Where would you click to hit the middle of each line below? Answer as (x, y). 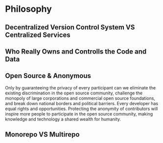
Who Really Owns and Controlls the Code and (76, 51)
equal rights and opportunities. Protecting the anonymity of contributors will (81, 109)
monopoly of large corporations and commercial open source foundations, (80, 98)
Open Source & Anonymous (48, 76)
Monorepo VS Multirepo (42, 134)
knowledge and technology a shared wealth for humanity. (63, 119)
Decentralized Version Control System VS (70, 27)
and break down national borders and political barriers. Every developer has (81, 103)
